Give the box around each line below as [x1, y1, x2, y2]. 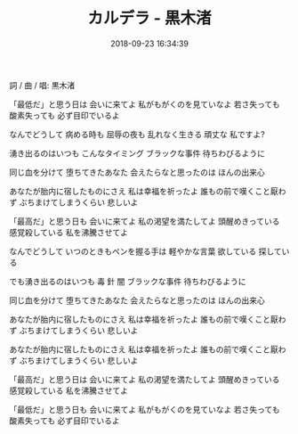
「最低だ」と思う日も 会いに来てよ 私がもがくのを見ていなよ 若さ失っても [9, 404, 280, 414]
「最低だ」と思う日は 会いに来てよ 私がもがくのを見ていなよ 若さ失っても [9, 99, 280, 110]
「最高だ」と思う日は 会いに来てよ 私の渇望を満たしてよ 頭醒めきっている [9, 373, 280, 384]
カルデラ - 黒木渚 [87, 8, 212, 29]
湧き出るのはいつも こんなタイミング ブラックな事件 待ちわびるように [9, 148, 265, 159]
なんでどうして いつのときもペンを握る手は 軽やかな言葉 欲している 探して [9, 246, 282, 257]
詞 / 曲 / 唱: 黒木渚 [9, 79, 76, 90]
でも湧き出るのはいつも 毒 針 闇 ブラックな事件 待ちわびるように [9, 275, 246, 286]
